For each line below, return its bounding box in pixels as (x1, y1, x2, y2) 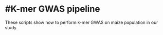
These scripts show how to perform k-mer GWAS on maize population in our (5, 19, 158, 25)
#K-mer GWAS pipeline (5, 3, 100, 15)
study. (5, 24, 18, 30)
